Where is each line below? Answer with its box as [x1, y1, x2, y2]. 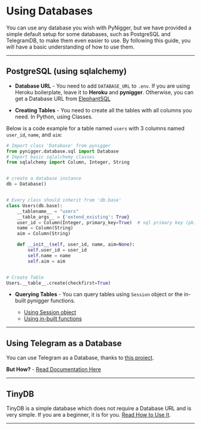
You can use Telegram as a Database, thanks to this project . [6, 354, 154, 362]
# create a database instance [6, 175, 82, 181]
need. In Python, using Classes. [14, 113, 93, 120]
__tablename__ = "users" [17, 208, 79, 214]
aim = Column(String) [17, 231, 71, 237]
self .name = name [28, 252, 71, 259]
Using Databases [6, 4, 93, 18]
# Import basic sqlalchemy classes [6, 154, 95, 160]
